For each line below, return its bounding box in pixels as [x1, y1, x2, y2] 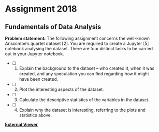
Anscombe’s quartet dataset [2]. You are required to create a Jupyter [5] [5, 41, 149, 46]
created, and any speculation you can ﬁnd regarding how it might [19, 71, 149, 76]
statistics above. [19, 112, 52, 118]
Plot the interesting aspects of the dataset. [19, 87, 104, 92]
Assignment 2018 [5, 3, 77, 15]
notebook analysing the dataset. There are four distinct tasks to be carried [5, 46, 153, 51]
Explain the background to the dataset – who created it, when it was [19, 65, 155, 71]
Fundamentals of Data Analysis [5, 23, 101, 31]
